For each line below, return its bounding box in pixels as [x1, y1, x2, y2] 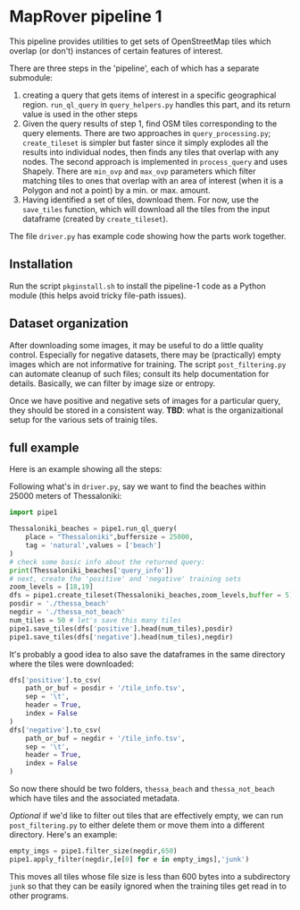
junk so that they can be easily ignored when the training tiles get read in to [9, 880, 287, 891]
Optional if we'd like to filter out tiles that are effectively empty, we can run [9, 811, 284, 820]
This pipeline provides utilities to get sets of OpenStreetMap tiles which [9, 36, 271, 47]
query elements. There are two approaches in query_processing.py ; [21, 127, 271, 138]
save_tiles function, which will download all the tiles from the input [21, 203, 271, 214]
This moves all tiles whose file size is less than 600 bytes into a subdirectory [9, 871, 291, 881]
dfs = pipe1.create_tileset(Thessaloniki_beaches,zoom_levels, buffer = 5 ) [9, 591, 294, 600]
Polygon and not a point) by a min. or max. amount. [21, 185, 212, 195]
